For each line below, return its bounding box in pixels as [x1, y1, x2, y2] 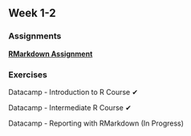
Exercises [8, 68, 48, 80]
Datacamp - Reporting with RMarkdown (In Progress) [8, 118, 185, 128]
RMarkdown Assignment [8, 48, 93, 59]
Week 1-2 [8, 6, 56, 20]
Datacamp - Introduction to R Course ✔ [8, 87, 139, 97]
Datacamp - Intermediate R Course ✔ [8, 102, 132, 112]
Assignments [8, 31, 62, 42]
